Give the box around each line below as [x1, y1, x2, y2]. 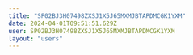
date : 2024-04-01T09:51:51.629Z [8, 19, 117, 27]
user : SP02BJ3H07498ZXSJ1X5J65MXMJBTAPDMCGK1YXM [8, 27, 175, 35]
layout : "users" [8, 34, 63, 43]
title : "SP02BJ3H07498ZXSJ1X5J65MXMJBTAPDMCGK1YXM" [8, 11, 186, 20]
